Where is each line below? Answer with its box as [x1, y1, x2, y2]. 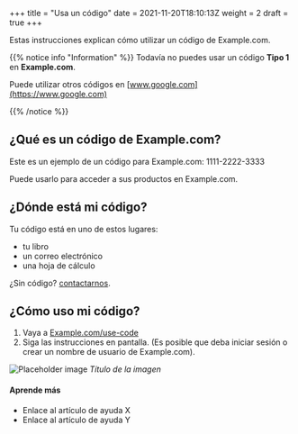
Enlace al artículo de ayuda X [22, 404, 131, 415]
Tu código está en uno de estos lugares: [9, 223, 158, 234]
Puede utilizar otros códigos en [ [9, 79, 131, 89]
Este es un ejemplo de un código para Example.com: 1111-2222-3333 [9, 156, 266, 167]
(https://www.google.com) [9, 89, 108, 99]
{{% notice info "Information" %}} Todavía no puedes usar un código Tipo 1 [9, 52, 290, 62]
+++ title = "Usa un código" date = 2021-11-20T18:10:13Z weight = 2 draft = [9, 8, 289, 18]
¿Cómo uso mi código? [9, 303, 140, 319]
